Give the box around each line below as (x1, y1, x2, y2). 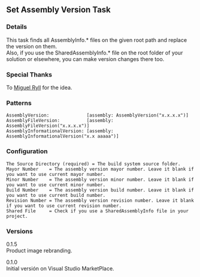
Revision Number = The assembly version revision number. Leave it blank (6, 197, 195, 203)
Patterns (6, 99, 32, 107)
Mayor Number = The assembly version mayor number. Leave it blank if (6, 166, 195, 172)
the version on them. (6, 42, 57, 50)
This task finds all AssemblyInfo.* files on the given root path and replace (6, 36, 187, 44)
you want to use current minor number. (6, 182, 106, 188)
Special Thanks (6, 70, 53, 78)
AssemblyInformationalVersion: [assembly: (6, 128, 114, 134)
